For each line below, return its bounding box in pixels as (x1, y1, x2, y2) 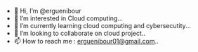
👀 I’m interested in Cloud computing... (13, 14, 124, 22)
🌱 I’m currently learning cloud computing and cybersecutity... (13, 22, 191, 30)
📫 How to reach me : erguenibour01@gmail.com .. (13, 37, 159, 45)
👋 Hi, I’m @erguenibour (13, 7, 81, 15)
